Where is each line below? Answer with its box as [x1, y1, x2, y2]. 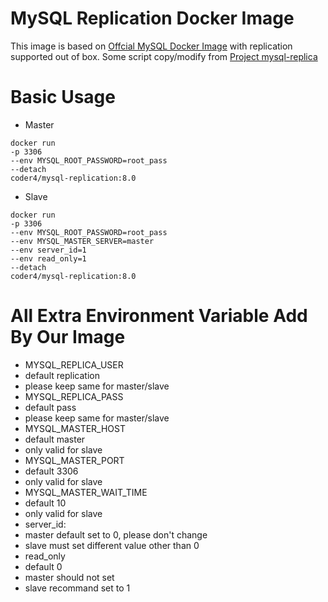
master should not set [24, 571, 115, 583]
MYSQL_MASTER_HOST [24, 422, 127, 434]
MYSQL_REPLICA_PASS [24, 390, 124, 402]
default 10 [24, 497, 67, 509]
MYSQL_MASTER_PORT [24, 454, 125, 466]
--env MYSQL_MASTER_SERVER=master [10, 236, 155, 246]
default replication [24, 369, 100, 381]
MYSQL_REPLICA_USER [24, 358, 124, 371]
